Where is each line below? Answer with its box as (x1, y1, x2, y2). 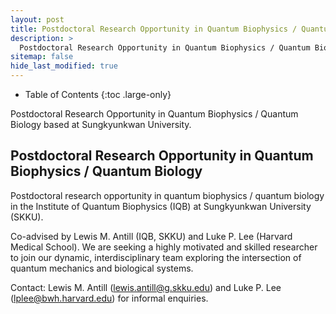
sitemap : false (10, 52, 74, 62)
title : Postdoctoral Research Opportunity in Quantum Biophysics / (10, 24, 298, 34)
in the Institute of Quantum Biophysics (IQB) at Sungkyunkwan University (10, 200, 312, 212)
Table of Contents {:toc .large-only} (24, 89, 172, 100)
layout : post (10, 14, 65, 25)
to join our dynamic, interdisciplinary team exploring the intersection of (10, 251, 302, 263)
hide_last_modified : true (10, 61, 118, 71)
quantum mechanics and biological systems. (10, 262, 194, 274)
